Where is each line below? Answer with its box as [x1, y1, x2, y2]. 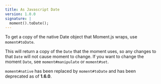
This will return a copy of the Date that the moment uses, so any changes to [5, 49, 157, 54]
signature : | [5, 16, 32, 21]
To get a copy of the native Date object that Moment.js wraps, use [5, 34, 138, 40]
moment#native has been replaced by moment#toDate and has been [5, 68, 136, 74]
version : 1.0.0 [5, 12, 36, 17]
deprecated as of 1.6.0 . [5, 73, 52, 79]
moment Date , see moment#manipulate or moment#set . [5, 59, 109, 65]
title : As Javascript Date [5, 7, 60, 12]
